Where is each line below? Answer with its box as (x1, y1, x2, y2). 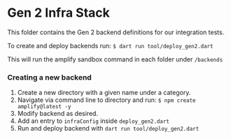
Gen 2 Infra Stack (7, 5, 111, 21)
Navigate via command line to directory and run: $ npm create (17, 96, 196, 104)
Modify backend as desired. (17, 110, 99, 118)
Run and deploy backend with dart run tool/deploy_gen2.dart (17, 124, 199, 133)
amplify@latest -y (17, 103, 71, 110)
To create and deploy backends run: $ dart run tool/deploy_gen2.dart (7, 41, 213, 50)
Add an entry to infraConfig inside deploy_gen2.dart (17, 117, 170, 125)
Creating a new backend (7, 72, 92, 82)
